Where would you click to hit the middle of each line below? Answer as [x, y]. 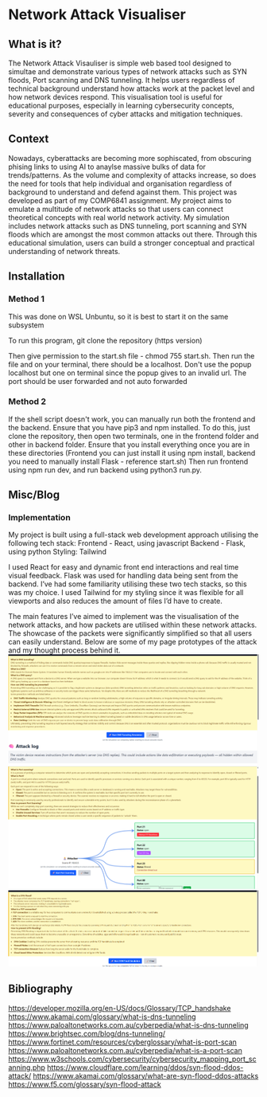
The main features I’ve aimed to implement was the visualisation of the [124, 617]
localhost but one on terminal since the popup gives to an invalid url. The [128, 373]
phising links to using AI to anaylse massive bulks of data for [107, 167]
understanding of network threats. [64, 251]
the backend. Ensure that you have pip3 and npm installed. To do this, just [129, 427]
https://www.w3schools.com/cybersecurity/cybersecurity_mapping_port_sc [132, 1059]
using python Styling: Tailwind [58, 552]
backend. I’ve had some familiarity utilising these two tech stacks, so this [128, 584]
